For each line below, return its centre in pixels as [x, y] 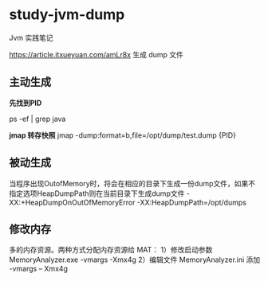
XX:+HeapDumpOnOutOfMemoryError [72, 202]
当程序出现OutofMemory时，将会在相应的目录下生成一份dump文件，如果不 [132, 183]
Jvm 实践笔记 [32, 37]
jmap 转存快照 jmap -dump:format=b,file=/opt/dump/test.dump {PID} [122, 135]
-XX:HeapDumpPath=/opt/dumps [191, 202]
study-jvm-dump [67, 15]
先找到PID [26, 103]
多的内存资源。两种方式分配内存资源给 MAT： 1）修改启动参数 [111, 250]
